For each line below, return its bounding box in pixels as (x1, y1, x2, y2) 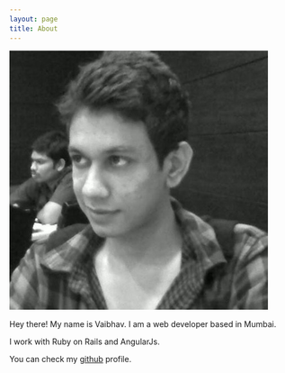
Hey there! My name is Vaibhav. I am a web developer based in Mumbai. (9, 318, 277, 329)
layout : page (9, 14, 58, 23)
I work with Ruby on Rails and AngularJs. (9, 336, 160, 347)
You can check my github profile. (9, 353, 132, 364)
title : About (9, 23, 58, 33)
